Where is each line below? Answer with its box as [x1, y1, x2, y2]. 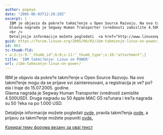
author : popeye [5, 7, 36, 12]
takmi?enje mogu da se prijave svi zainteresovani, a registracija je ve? [5, 80, 144, 85]
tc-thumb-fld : [5, 48, 34, 52]
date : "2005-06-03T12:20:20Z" [5, 12, 66, 17]
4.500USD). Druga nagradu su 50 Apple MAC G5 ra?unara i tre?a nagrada [5, 95, 153, 101]
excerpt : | [5, 16, 27, 21]
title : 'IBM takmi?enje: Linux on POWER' [5, 57, 90, 62]
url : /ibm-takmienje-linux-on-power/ [5, 61, 81, 66]
